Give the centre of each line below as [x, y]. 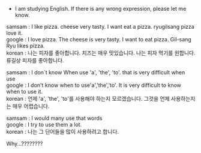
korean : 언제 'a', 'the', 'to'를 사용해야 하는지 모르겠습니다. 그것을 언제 [88, 99]
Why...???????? [25, 144]
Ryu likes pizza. [25, 46]
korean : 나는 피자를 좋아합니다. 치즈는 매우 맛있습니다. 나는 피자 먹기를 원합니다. [101, 53]
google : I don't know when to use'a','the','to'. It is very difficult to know [94, 85]
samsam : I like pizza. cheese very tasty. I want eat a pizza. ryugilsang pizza [100, 27]
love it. [14, 33]
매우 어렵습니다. [31, 106]
